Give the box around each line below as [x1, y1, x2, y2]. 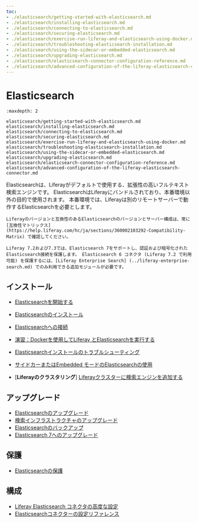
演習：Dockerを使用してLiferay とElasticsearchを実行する [14, 336, 155, 343]
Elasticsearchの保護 [14, 467, 63, 474]
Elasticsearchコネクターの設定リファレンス [14, 510, 120, 517]
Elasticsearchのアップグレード [14, 409, 89, 416]
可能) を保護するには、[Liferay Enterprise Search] [6, 258, 127, 264]
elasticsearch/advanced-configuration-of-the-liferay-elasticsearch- [6, 165, 181, 171]
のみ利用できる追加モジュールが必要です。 [39, 264, 127, 270]
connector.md [6, 170, 38, 176]
